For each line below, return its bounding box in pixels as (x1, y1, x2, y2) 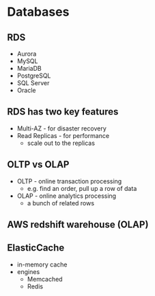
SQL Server (16, 79, 50, 87)
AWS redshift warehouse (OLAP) (7, 219, 149, 231)
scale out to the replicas (27, 139, 96, 147)
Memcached (27, 275, 63, 283)
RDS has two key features (7, 106, 119, 117)
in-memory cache (16, 260, 68, 269)
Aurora (16, 49, 37, 58)
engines (16, 267, 40, 275)
